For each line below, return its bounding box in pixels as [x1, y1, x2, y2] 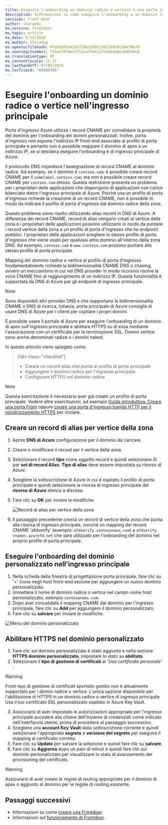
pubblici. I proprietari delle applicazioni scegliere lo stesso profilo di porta [5, 231, 156, 238]
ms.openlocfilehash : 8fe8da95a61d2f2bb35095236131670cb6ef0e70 [5, 45, 140, 50]
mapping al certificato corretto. [12, 735, 76, 741]
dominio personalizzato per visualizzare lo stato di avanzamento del [12, 751, 152, 757]
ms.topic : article [5, 31, 43, 36]
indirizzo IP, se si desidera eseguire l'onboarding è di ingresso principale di [5, 148, 160, 154]
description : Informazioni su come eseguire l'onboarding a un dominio [5, 12, 157, 17]
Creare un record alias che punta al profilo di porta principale [24, 363, 151, 369]
